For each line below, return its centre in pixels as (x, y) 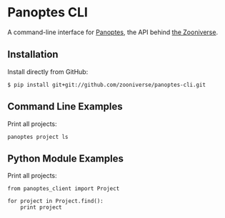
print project (41, 207)
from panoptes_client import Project (64, 189)
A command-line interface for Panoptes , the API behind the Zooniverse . (113, 32)
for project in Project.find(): (55, 201)
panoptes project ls (38, 137)
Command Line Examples (65, 107)
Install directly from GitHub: (48, 71)
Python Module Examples (65, 159)
